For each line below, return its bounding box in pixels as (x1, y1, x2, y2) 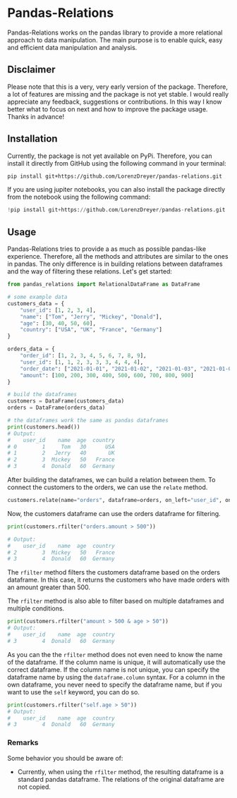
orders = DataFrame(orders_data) (7, 404, 106, 412)
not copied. (17, 782, 51, 791)
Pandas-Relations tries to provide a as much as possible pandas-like (7, 245, 207, 253)
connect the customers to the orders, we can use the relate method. (7, 483, 208, 491)
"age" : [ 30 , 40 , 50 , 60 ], (20, 319, 97, 327)
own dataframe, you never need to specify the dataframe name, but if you (7, 680, 222, 689)
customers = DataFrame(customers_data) (7, 398, 125, 405)
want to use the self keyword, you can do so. (7, 687, 140, 696)
